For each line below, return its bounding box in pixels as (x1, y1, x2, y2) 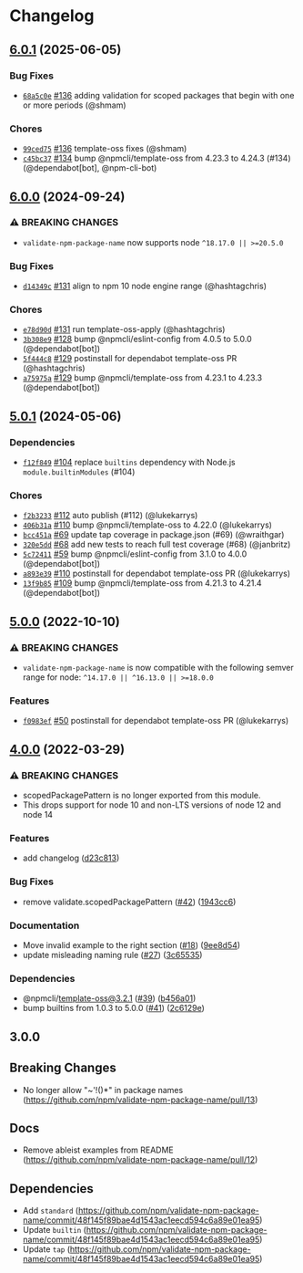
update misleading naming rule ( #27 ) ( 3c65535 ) (22, 950, 203, 960)
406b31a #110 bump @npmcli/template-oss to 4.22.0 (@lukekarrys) (22, 519, 273, 530)
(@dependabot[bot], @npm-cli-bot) (22, 162, 157, 173)
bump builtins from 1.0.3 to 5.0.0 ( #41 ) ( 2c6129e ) (22, 1003, 205, 1014)
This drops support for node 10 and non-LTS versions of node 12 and (22, 799, 282, 810)
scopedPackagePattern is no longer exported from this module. (22, 790, 261, 801)
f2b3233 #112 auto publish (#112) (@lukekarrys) (22, 510, 198, 521)
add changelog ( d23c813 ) (22, 852, 120, 863)
